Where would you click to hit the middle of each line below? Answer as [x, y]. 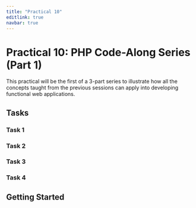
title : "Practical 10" [34, 12]
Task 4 [16, 178]
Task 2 [16, 145]
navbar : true [22, 23]
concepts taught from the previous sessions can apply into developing [92, 88]
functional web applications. [41, 94]
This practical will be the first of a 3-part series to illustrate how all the [92, 82]
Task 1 [15, 130]
